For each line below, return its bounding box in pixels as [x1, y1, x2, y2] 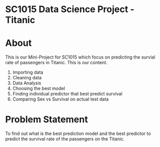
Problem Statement [5, 114, 88, 125]
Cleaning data [12, 75, 42, 81]
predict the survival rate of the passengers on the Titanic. [5, 136, 125, 142]
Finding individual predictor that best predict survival [12, 91, 123, 97]
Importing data [12, 69, 43, 75]
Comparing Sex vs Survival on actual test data [12, 96, 109, 102]
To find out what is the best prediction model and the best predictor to [5, 130, 151, 137]
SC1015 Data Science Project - [5, 4, 135, 15]
